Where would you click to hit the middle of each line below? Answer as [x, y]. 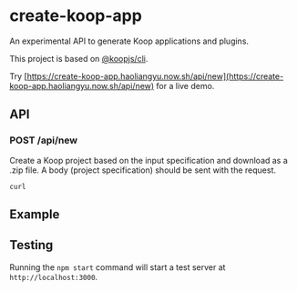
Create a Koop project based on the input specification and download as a [149, 160]
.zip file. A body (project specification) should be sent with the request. [143, 170]
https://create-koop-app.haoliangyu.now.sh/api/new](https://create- [155, 76]
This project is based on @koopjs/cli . [79, 58]
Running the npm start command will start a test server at [118, 267]
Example [35, 215]
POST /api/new [44, 140]
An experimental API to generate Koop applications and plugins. [129, 41]
